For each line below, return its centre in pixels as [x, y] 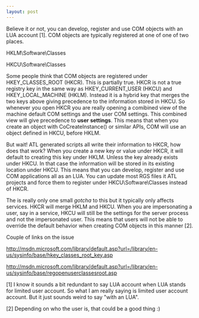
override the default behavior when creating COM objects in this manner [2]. [100, 225]
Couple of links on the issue [40, 237]
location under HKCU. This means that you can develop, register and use [95, 170]
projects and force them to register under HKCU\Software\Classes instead [97, 182]
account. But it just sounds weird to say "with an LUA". [73, 297]
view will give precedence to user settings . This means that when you [92, 120]
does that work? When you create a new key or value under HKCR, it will [94, 151]
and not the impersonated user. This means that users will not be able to [94, 219]
